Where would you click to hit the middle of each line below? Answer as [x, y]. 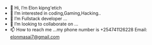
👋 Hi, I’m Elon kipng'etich [36, 8]
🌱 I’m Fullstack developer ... [39, 18]
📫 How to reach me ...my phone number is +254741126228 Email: [79, 30]
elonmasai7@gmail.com [35, 37]
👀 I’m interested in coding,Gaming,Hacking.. [55, 13]
